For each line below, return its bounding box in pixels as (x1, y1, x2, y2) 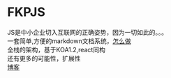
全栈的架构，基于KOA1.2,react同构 (7, 45, 106, 54)
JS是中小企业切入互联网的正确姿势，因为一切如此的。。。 (7, 28, 168, 36)
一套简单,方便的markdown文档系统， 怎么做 (7, 36, 131, 45)
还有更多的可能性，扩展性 (7, 54, 81, 63)
